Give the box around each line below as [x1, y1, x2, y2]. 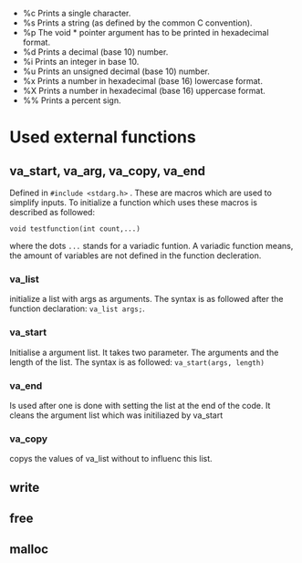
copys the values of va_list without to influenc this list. [9, 454, 213, 464]
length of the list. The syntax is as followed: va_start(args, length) [9, 356, 265, 368]
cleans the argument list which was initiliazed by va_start [9, 410, 224, 421]
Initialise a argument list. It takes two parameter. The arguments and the [9, 347, 279, 358]
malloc [9, 542, 48, 558]
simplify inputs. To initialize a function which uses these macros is [9, 197, 258, 208]
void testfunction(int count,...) [9, 224, 141, 234]
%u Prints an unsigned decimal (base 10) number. [22, 66, 210, 77]
